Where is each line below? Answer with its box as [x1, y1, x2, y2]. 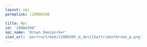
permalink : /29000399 [5, 12, 50, 17]
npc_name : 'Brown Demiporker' [5, 30, 68, 35]
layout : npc [5, 7, 30, 12]
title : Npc [5, 21, 28, 26]
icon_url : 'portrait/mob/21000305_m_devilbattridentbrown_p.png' [5, 35, 143, 40]
